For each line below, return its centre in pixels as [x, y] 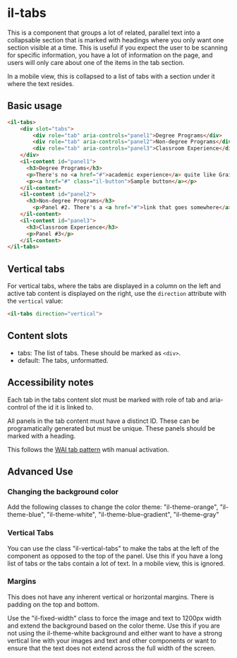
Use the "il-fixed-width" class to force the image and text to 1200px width [115, 618]
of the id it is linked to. [61, 407]
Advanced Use [41, 471]
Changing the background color [63, 491]
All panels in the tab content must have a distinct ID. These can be [103, 421]
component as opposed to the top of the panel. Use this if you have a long [115, 556]
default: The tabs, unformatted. [63, 360]
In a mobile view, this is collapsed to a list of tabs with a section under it [111, 76]
